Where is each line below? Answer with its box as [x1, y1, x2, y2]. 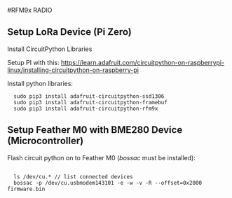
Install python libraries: [7, 79, 74, 87]
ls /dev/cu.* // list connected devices [13, 173, 133, 181]
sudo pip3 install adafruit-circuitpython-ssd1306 [13, 92, 165, 100]
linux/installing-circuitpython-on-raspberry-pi [7, 66, 139, 74]
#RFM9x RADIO [7, 6, 53, 14]
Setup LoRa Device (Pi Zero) [7, 26, 132, 38]
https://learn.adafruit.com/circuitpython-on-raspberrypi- [60, 58, 225, 66]
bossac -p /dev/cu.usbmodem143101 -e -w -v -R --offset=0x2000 [13, 179, 202, 186]
